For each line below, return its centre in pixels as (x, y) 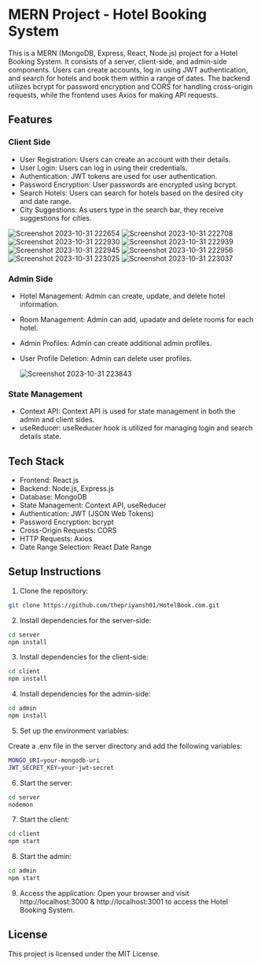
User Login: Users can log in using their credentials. (103, 168)
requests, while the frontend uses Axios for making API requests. (113, 95)
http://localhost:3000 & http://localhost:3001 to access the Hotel (124, 901)
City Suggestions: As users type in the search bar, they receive (121, 210)
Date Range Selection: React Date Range (85, 547)
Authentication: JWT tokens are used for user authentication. (118, 176)
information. (39, 304)
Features (30, 120)
